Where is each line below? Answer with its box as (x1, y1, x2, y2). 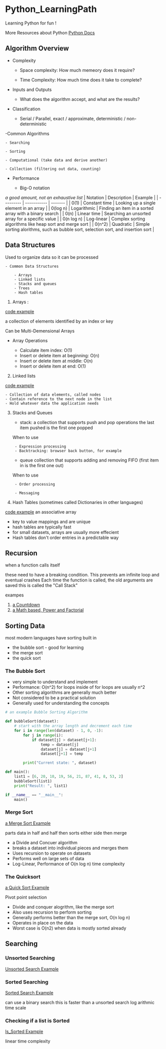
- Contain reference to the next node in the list (5, 396, 112, 402)
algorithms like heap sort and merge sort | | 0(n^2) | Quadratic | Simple (5, 221, 150, 227)
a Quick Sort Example (5, 885, 50, 891)
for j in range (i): (23, 733, 64, 738)
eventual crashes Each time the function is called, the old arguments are (5, 577, 153, 583)
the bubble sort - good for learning (12, 644, 84, 650)
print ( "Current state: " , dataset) (23, 760, 97, 765)
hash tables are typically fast (12, 524, 72, 530)
